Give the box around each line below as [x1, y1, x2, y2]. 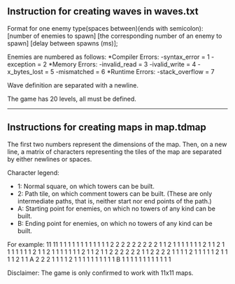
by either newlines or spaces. [7, 155, 92, 163]
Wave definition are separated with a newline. [7, 80, 138, 90]
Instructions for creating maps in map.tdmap [7, 122, 206, 134]
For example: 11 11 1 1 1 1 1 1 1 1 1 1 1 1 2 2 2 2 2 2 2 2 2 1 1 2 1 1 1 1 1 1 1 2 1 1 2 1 [7, 240, 225, 248]
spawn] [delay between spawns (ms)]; [7, 38, 118, 48]
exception [7, 59, 36, 69]
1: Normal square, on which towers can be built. [17, 182, 155, 190]
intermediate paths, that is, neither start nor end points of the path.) [17, 197, 212, 205]
